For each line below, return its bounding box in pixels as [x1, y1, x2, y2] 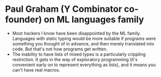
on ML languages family [43, 14, 144, 25]
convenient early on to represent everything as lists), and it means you [12, 62, 156, 68]
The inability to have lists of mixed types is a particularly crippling [12, 51, 146, 57]
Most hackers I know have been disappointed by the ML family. [12, 30, 141, 36]
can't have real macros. [12, 67, 60, 73]
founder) [5, 14, 42, 25]
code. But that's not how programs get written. [12, 46, 108, 52]
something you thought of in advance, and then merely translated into [12, 40, 155, 46]
